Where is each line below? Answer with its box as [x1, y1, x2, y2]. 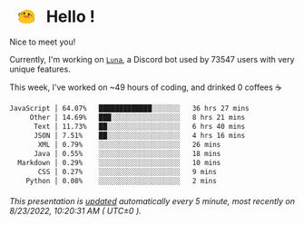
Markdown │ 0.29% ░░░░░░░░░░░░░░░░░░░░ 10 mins [17, 159, 221, 168]
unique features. [9, 64, 71, 74]
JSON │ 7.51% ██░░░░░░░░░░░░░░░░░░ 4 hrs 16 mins [33, 132, 246, 141]
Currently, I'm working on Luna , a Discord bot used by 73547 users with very [9, 54, 295, 65]
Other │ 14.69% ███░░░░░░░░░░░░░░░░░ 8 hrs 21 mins [29, 113, 246, 122]
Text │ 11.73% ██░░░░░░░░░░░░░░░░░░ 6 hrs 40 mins [33, 122, 246, 132]
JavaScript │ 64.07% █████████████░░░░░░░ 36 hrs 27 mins [9, 104, 250, 113]
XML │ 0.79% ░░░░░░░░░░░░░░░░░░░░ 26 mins [37, 141, 221, 150]
